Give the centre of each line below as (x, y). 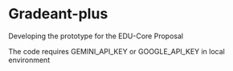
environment (29, 60)
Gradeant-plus (58, 14)
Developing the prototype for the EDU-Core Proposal (96, 36)
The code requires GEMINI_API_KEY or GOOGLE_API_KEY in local (117, 51)
